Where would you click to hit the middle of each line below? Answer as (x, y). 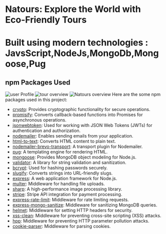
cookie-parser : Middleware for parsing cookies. (61, 226)
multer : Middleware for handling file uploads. (58, 184)
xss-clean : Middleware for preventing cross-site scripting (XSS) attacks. (87, 215)
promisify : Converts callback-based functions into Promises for (77, 115)
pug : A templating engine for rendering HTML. (60, 152)
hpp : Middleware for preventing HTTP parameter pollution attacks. (81, 221)
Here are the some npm (136, 94)
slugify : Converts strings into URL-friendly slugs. (62, 173)
